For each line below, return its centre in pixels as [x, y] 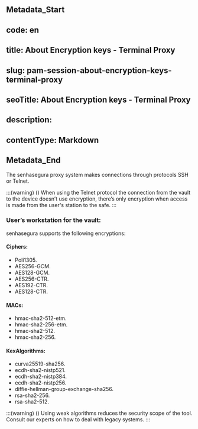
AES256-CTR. [32, 279]
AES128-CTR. [31, 292]
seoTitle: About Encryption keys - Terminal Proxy [98, 99]
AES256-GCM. [33, 266]
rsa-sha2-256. [32, 395]
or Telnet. [18, 181]
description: [29, 120]
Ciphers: [17, 247]
